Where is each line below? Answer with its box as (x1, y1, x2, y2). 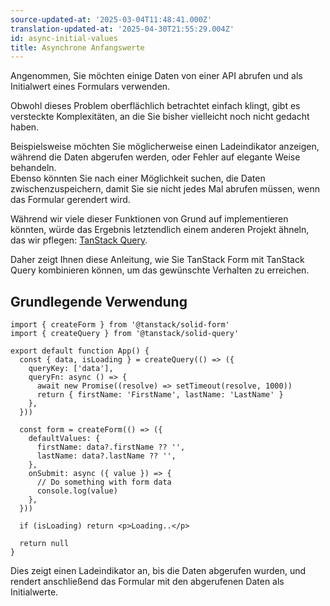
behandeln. (10, 162, 57, 174)
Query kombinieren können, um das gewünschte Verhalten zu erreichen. (10, 264, 310, 276)
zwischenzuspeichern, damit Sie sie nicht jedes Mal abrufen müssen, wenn (10, 183, 320, 195)
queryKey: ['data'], (28, 364, 114, 374)
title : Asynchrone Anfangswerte (10, 42, 145, 53)
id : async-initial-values (10, 33, 118, 43)
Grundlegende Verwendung (10, 293, 188, 310)
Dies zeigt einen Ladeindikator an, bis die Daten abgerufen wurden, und (10, 565, 307, 577)
